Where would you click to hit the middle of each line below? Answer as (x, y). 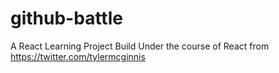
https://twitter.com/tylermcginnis (78, 56)
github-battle (66, 18)
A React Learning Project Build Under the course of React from (140, 46)
